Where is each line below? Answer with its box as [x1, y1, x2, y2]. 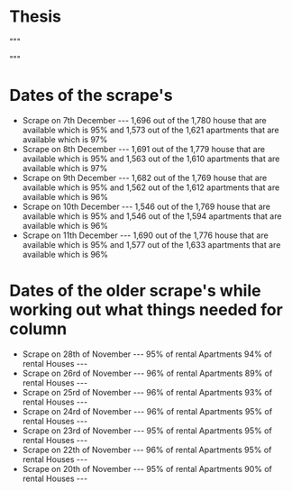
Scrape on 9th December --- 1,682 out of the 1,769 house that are [22, 172, 268, 183]
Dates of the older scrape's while [9, 281, 261, 301]
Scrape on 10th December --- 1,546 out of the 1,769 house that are [22, 201, 271, 212]
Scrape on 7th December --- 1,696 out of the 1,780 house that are [22, 114, 268, 125]
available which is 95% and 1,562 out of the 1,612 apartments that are [22, 182, 280, 193]
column [9, 319, 68, 340]
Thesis [9, 6, 61, 27]
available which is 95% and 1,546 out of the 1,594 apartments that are [22, 210, 282, 222]
